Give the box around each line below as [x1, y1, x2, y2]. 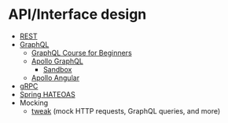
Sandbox [42, 64, 72, 74]
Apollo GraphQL [31, 56, 84, 66]
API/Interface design [8, 5, 147, 24]
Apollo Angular [31, 73, 80, 82]
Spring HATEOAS [19, 89, 76, 99]
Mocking [19, 98, 49, 107]
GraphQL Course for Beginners [31, 48, 132, 57]
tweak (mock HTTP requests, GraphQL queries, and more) [31, 106, 221, 115]
